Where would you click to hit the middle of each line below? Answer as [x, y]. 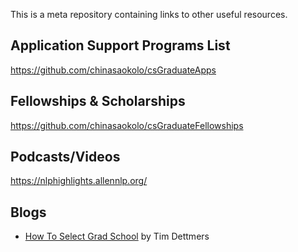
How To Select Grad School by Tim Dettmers [117, 236]
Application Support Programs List [120, 45]
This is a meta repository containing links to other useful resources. [149, 14]
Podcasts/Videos [65, 157]
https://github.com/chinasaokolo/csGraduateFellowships [127, 125]
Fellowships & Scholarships [98, 101]
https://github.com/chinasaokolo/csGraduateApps [113, 70]
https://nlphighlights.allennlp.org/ [79, 181]
